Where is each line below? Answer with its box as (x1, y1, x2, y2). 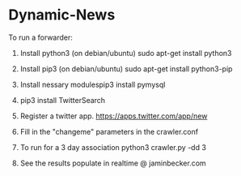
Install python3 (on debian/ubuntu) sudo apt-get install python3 (19, 48, 232, 58)
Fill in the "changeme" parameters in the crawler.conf (19, 127, 199, 136)
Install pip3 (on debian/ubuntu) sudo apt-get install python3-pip (19, 63, 233, 74)
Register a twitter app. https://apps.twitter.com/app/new (19, 111, 208, 121)
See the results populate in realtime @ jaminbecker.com (19, 158, 206, 168)
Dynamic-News (8, 6, 116, 24)
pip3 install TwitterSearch (19, 95, 106, 105)
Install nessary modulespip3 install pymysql (19, 79, 166, 89)
